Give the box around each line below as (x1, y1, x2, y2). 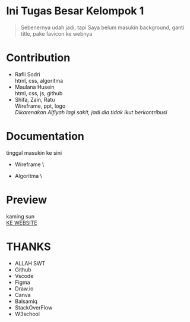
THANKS (6, 240, 52, 254)
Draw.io (14, 285, 34, 292)
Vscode (14, 272, 34, 279)
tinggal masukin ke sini (6, 149, 62, 156)
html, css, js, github (14, 89, 63, 96)
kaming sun (6, 212, 34, 220)
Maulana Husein (14, 83, 55, 90)
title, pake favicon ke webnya (20, 30, 93, 37)
